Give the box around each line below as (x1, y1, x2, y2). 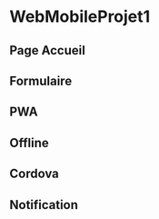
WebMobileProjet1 (9, 6, 151, 27)
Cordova (9, 166, 59, 182)
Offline (9, 134, 49, 151)
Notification (9, 197, 79, 213)
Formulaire (9, 73, 73, 88)
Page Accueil (9, 43, 86, 58)
